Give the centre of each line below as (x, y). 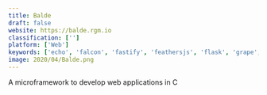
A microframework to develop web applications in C (93, 82)
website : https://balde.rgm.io (60, 30)
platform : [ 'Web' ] (39, 45)
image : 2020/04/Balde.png (51, 60)
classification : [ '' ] (44, 38)
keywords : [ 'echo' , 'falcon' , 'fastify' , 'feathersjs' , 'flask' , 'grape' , (135, 52)
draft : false (30, 23)
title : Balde (30, 15)
